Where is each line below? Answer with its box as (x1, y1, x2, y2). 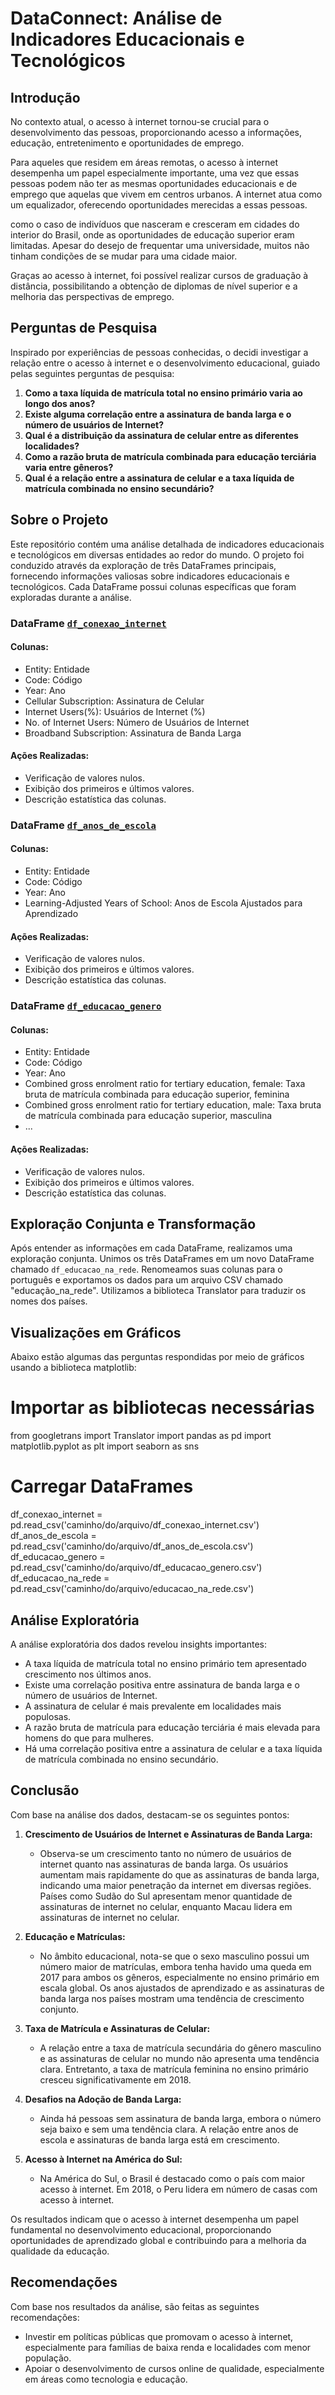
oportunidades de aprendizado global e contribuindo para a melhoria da (10, 2234, 307, 2246)
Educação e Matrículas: (24, 1930, 126, 1942)
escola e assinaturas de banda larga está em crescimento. (39, 2133, 280, 2146)
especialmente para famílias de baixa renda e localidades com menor (24, 2341, 312, 2353)
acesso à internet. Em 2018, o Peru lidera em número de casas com (39, 2183, 318, 2195)
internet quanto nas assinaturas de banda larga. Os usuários (39, 1858, 289, 1870)
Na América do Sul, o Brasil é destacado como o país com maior (39, 2172, 306, 2184)
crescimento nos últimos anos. (24, 1668, 152, 1680)
